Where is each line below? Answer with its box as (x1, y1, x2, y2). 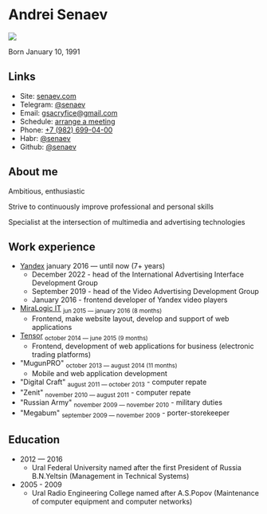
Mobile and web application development (31, 368, 167, 378)
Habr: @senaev (19, 133, 71, 143)
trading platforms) (31, 349, 92, 359)
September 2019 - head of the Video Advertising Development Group (31, 287, 259, 296)
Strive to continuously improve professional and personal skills (8, 202, 214, 211)
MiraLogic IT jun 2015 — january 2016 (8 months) (19, 304, 162, 316)
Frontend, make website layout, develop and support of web (31, 314, 230, 324)
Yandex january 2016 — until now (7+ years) (19, 261, 166, 271)
